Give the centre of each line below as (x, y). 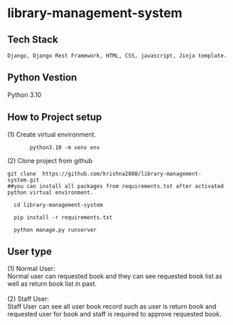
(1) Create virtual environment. (52, 134)
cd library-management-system (58, 205)
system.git (23, 180)
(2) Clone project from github (50, 160)
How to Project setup (55, 117)
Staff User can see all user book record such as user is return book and (112, 306)
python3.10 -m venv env (65, 148)
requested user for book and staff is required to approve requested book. (114, 314)
